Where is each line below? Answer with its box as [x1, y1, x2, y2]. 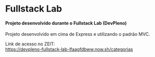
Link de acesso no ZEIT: [5, 41, 56, 47]
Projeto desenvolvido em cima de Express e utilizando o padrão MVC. [5, 31, 150, 37]
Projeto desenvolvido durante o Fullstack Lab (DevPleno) [5, 20, 127, 26]
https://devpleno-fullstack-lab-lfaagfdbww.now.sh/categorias [5, 46, 133, 52]
